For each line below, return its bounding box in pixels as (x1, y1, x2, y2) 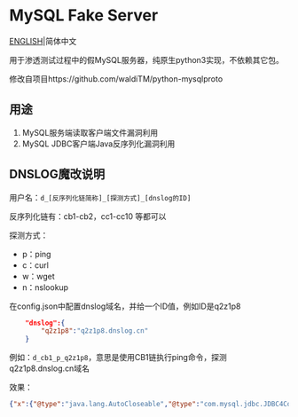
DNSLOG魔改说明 (9, 167, 106, 182)
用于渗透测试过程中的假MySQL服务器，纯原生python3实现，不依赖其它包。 (9, 54, 284, 65)
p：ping (21, 248, 51, 259)
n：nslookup (21, 281, 69, 293)
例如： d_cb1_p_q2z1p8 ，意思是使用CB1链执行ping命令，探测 (9, 352, 228, 363)
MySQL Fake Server (9, 5, 159, 26)
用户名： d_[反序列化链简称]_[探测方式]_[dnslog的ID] (9, 192, 192, 202)
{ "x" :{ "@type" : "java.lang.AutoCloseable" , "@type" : (9, 400, 200, 409)
